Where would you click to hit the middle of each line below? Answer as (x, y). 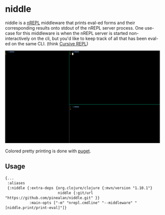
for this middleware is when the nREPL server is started (72, 33)
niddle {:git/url (75, 193)
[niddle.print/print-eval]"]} (36, 208)
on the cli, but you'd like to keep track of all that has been (89, 38)
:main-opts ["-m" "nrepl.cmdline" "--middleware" (81, 203)
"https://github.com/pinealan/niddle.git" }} (52, 198)
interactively (18, 38)
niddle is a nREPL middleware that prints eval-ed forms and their (70, 23)
